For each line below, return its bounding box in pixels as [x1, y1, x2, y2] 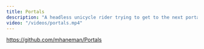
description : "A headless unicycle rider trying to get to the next [6, 14, 183, 20]
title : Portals [6, 8, 45, 15]
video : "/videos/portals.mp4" [6, 20, 83, 26]
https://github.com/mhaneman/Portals [6, 36, 102, 44]
